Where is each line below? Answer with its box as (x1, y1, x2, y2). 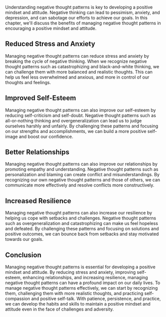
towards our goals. (5, 236, 44, 242)
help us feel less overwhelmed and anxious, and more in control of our (5, 74, 150, 80)
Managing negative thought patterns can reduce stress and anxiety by (5, 53, 149, 59)
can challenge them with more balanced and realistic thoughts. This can (5, 69, 153, 75)
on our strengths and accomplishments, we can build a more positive (5, 128, 147, 134)
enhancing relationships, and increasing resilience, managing (22, 275, 148, 281)
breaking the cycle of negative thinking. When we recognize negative (5, 58, 147, 64)
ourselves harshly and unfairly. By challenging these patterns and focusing (5, 123, 159, 129)
